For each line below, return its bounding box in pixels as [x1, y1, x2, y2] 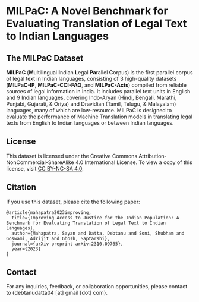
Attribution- [138, 152, 167, 159]
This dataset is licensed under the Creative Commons [6, 152, 138, 159]
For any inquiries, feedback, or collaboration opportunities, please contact [6, 283, 188, 290]
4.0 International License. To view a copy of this [75, 159, 193, 166]
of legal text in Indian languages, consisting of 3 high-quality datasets [6, 75, 177, 82]
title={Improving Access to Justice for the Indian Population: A [11, 215, 179, 221]
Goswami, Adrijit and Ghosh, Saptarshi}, [6, 235, 110, 241]
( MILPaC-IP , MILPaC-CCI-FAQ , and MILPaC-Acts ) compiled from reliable [6, 81, 187, 89]
